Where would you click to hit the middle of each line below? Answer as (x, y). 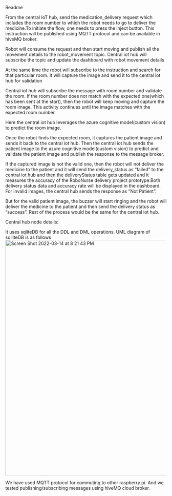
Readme (14, 7)
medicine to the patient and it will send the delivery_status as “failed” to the (84, 169)
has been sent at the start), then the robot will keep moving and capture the (85, 101)
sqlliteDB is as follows (28, 237)
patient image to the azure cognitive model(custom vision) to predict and (82, 149)
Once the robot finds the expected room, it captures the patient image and (84, 138)
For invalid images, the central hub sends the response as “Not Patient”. (81, 191)
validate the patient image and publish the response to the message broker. (85, 154)
